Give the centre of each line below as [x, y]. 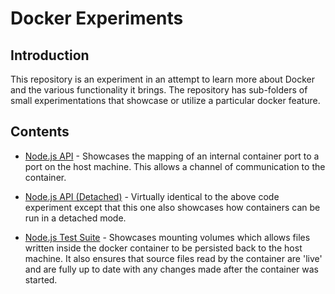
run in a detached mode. [75, 218]
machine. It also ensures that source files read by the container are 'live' [173, 258]
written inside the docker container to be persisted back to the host [163, 248]
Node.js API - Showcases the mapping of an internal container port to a [172, 156]
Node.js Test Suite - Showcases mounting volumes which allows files [167, 237]
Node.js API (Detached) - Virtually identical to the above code [152, 196]
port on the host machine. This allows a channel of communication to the [175, 166]
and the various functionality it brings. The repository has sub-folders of [159, 90]
